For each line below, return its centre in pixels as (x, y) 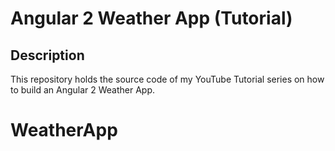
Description (47, 55)
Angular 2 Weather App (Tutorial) (151, 18)
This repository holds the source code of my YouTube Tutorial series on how (167, 79)
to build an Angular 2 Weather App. (83, 90)
